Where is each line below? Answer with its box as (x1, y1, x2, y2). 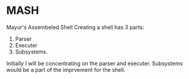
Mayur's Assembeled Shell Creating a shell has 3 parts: (6, 24, 144, 31)
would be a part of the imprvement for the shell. (6, 66, 125, 73)
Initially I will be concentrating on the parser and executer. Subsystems (6, 60, 183, 67)
